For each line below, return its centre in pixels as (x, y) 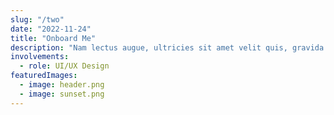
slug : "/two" (37, 19)
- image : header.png (62, 85)
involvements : (40, 57)
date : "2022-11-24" (51, 29)
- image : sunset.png (62, 94)
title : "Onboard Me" (53, 38)
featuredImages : (44, 76)
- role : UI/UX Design (64, 66)
